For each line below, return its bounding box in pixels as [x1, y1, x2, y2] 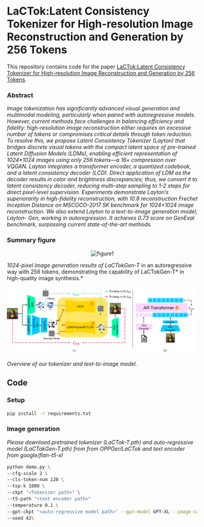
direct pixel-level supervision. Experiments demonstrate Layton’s [7, 189, 169, 196]
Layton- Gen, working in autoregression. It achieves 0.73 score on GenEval [7, 214, 194, 222]
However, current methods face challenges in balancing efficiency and [7, 118, 184, 125]
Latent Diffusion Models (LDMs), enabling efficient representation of [7, 150, 178, 157]
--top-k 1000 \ [7, 483, 45, 489]
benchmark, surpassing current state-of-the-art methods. [7, 221, 152, 228]
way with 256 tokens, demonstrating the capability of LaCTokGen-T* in [7, 268, 184, 275]
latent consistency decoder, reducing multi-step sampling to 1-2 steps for [7, 182, 190, 189]
